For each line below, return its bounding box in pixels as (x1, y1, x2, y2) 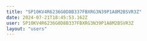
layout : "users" (6, 25, 47, 32)
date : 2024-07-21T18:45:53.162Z (6, 14, 88, 20)
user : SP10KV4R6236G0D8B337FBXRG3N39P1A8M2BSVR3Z (6, 20, 134, 26)
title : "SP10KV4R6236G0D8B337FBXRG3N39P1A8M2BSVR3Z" (6, 8, 142, 15)
